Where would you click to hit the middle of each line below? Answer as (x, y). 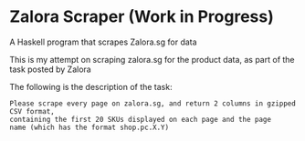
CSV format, (32, 111)
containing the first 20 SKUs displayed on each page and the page (141, 119)
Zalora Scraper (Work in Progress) (142, 17)
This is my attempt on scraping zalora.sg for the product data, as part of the (152, 59)
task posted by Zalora (50, 69)
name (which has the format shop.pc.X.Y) (89, 127)
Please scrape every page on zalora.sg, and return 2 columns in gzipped (153, 103)
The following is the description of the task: (91, 86)
